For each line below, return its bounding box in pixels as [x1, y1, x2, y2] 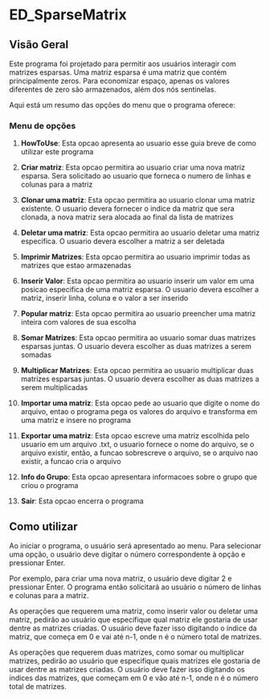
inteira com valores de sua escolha [20, 318, 137, 327]
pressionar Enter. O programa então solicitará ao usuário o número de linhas [9, 582, 262, 592]
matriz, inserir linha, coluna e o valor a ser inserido [20, 294, 189, 303]
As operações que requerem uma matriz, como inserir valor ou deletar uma [9, 606, 259, 616]
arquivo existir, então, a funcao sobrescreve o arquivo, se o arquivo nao [20, 448, 259, 458]
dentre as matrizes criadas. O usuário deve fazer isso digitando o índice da [9, 623, 257, 633]
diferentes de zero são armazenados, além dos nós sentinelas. [9, 84, 217, 94]
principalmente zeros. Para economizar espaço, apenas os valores [9, 76, 230, 85]
